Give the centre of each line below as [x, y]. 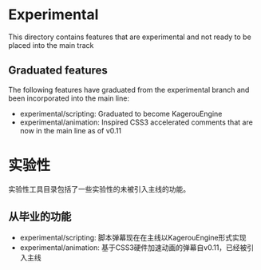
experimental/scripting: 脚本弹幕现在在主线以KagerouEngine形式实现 [133, 237]
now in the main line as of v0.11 [71, 130]
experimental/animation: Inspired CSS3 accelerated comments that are [136, 122]
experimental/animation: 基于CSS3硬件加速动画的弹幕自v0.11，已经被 [133, 247]
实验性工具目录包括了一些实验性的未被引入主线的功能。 [99, 189]
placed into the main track [51, 45]
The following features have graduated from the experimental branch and [129, 89]
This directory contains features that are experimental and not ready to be [130, 37]
